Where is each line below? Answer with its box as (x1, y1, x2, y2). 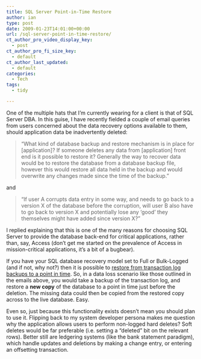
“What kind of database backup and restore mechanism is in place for (20, 140, 194, 147)
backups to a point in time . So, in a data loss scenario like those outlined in (6, 270, 191, 278)
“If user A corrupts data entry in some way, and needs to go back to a (20, 195, 194, 203)
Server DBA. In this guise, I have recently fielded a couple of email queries (6, 115, 191, 122)
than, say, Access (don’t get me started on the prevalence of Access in (6, 239, 182, 246)
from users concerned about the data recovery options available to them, (6, 122, 188, 129)
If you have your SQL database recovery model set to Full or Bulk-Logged (6, 257, 188, 264)
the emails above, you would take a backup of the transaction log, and (6, 276, 181, 284)
